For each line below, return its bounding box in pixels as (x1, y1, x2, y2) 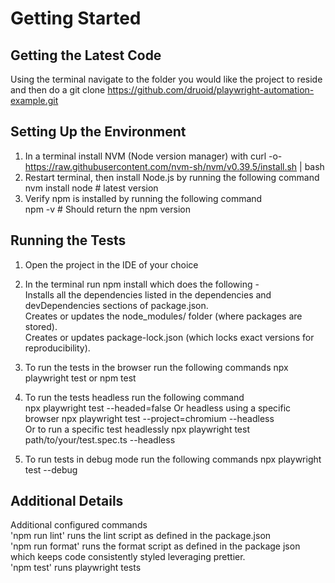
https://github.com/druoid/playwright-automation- (107, 84, 315, 96)
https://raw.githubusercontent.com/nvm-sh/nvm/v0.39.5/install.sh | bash (24, 160, 325, 172)
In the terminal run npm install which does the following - (24, 278, 260, 290)
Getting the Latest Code (10, 47, 162, 64)
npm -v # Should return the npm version (24, 203, 191, 215)
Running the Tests (10, 232, 127, 249)
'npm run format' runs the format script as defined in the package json (10, 540, 301, 552)
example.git (10, 95, 59, 106)
